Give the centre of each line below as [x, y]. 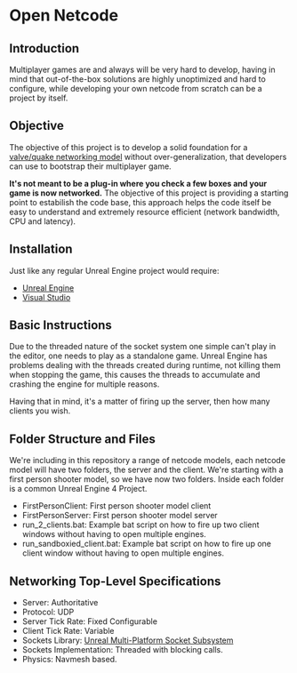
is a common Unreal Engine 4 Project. [78, 489]
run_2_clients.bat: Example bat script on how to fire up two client [140, 525]
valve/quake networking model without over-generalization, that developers [148, 156]
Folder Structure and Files [82, 439]
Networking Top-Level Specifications [115, 581]
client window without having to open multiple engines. [123, 553]
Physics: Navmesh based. [69, 660]
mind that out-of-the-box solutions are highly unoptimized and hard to [138, 79]
